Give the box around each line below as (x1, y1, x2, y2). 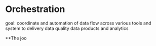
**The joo (5, 35, 27, 41)
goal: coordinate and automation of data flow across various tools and (5, 20, 151, 26)
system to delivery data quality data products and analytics (5, 25, 129, 31)
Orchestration (5, 3, 65, 15)
